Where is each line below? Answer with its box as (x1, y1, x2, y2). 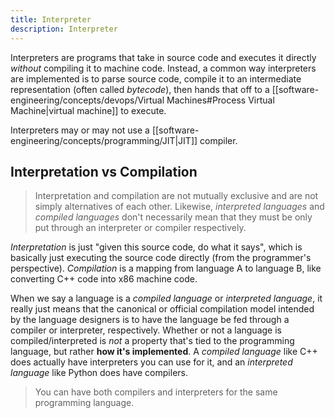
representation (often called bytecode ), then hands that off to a (10, 83, 270, 95)
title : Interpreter (10, 14, 92, 25)
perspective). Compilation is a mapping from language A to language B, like (10, 262, 322, 275)
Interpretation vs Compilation (10, 163, 198, 180)
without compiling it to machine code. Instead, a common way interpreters (10, 62, 317, 74)
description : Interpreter (10, 24, 118, 34)
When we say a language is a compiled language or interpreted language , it (10, 292, 323, 305)
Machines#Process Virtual (166, 94, 275, 106)
